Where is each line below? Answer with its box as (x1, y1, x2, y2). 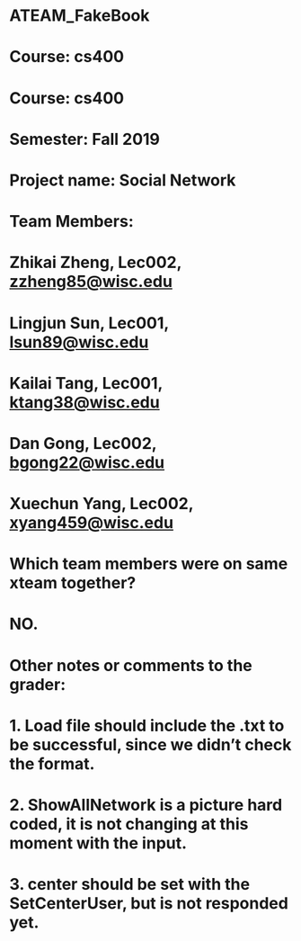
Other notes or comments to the (9, 655, 253, 676)
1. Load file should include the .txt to (9, 715, 285, 736)
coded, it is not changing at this (9, 814, 249, 834)
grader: (9, 674, 66, 695)
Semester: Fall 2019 (9, 129, 160, 149)
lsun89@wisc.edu (9, 332, 149, 352)
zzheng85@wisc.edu (9, 272, 173, 292)
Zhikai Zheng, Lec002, (9, 253, 182, 273)
